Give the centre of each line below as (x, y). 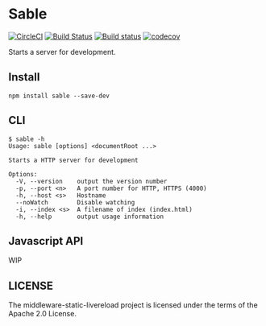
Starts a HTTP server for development (73, 160)
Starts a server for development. (62, 52)
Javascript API (46, 241)
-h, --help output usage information (89, 217)
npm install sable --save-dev (59, 96)
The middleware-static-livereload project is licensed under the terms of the (133, 305)
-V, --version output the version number (91, 181)
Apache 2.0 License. (42, 314)
